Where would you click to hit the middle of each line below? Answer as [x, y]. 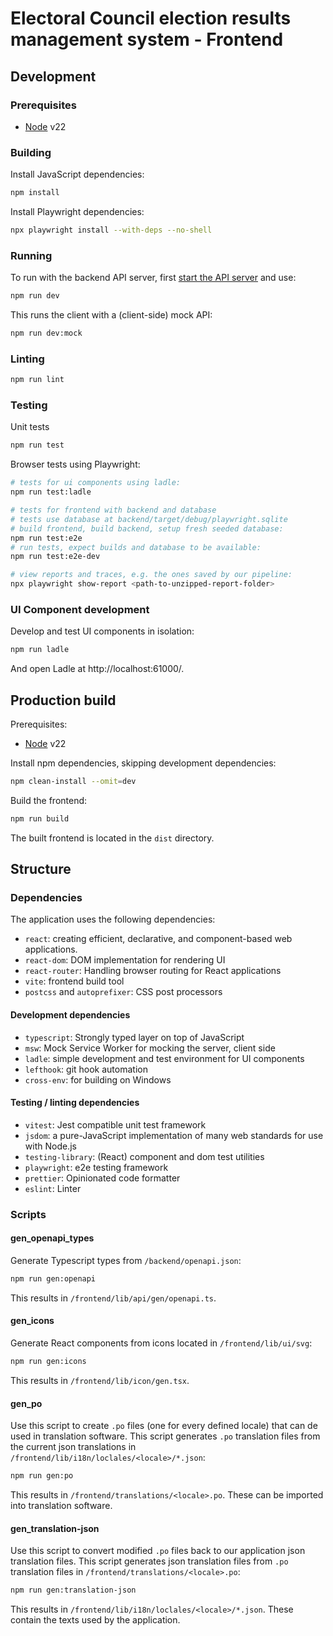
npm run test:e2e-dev [55, 557]
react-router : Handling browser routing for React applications [153, 971]
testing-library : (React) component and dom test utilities [144, 1156]
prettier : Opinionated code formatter [102, 1178]
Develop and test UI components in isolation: [102, 631]
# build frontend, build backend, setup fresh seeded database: [147, 528]
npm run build [40, 818]
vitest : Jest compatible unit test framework [115, 1124]
